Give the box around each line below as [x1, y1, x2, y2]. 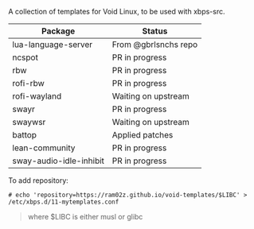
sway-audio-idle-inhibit [12, 155, 105, 166]
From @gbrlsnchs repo [111, 39, 198, 50]
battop [12, 130, 37, 140]
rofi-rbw [12, 78, 45, 88]
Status [142, 25, 168, 37]
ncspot [12, 52, 38, 63]
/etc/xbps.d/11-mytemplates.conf [8, 198, 119, 206]
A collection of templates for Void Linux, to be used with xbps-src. [8, 7, 225, 16]
